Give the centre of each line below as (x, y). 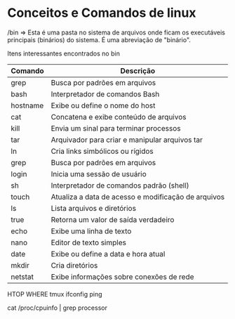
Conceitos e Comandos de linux (102, 13)
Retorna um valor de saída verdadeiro (113, 219)
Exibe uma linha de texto (91, 231)
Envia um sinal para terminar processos (116, 128)
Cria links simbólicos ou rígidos (102, 151)
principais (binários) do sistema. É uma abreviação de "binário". (99, 39)
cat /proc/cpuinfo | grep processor (57, 308)
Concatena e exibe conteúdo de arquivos (119, 117)
